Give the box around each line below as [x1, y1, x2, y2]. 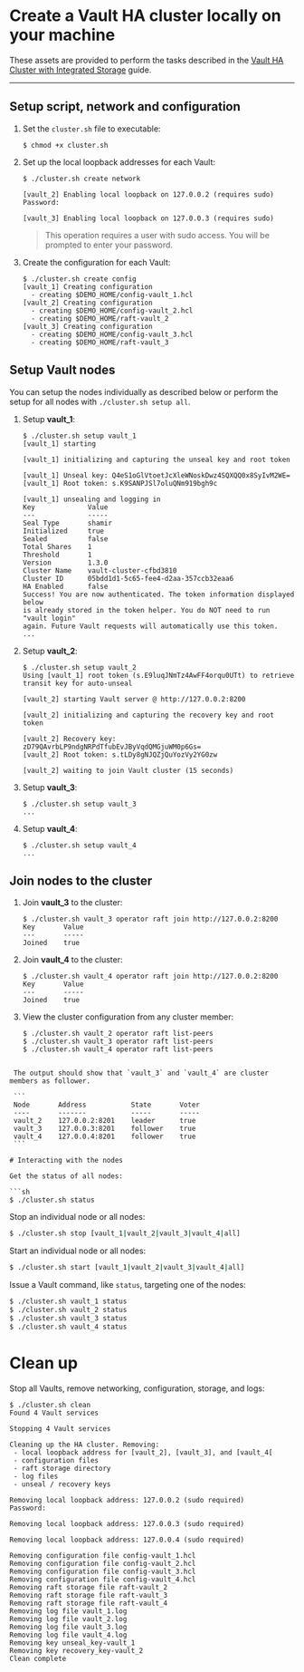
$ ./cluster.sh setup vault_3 [22, 799, 138, 808]
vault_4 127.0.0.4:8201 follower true [13, 1132, 196, 1142]
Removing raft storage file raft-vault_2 [9, 1582, 168, 1591]
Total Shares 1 [22, 542, 92, 551]
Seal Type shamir [22, 518, 113, 527]
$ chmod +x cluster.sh [22, 140, 109, 150]
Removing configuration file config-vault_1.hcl [9, 1551, 196, 1560]
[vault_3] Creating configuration [22, 322, 153, 331]
